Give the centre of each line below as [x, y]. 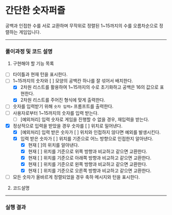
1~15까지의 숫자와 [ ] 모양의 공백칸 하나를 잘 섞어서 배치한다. [73, 81]
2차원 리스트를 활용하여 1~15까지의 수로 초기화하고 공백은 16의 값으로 [89, 87]
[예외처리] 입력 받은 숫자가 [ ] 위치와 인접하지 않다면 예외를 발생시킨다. [90, 132]
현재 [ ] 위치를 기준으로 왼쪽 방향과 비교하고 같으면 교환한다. [88, 164]
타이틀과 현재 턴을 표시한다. [40, 74]
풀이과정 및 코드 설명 [29, 51]
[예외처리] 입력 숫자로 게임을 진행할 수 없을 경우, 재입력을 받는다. [85, 119]
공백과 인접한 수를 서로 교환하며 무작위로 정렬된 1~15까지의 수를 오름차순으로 [82, 26]
